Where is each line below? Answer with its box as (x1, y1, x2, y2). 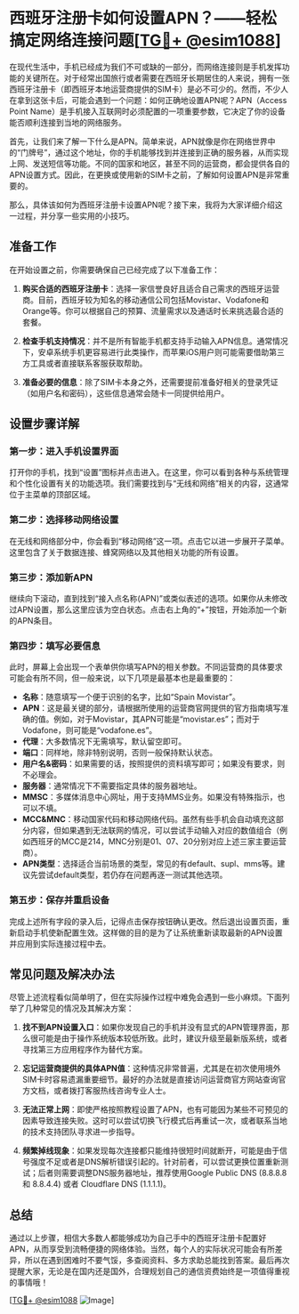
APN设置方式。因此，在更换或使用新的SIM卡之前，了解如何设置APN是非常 (9, 169, 282, 180)
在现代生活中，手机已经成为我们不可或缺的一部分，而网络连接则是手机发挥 (9, 61, 282, 72)
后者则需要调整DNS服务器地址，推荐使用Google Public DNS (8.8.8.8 (37, 1167, 287, 1179)
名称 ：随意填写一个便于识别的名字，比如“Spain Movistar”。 (21, 691, 240, 703)
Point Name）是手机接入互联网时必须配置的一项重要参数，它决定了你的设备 (9, 106, 287, 117)
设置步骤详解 (9, 416, 80, 431)
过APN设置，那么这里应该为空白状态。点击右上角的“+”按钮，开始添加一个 (9, 604, 279, 615)
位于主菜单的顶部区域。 (9, 489, 95, 500)
